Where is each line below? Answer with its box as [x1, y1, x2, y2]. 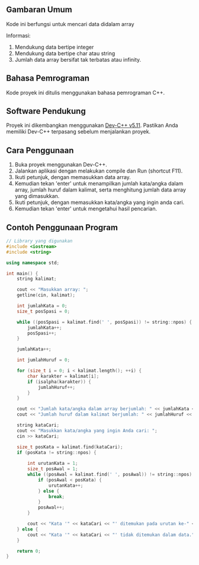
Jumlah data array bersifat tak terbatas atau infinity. [14, 56, 142, 63]
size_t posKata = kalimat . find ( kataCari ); [17, 444, 123, 450]
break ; [48, 493, 65, 500]
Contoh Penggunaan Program [6, 222, 118, 232]
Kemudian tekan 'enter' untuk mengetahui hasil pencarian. [14, 205, 158, 212]
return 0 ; [17, 548, 41, 554]
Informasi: [6, 32, 31, 39]
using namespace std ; [6, 260, 60, 266]
